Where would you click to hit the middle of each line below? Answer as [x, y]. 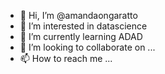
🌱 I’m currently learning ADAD [81, 36]
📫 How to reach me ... [66, 58]
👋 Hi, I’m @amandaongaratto [78, 15]
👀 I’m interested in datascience [83, 26]
